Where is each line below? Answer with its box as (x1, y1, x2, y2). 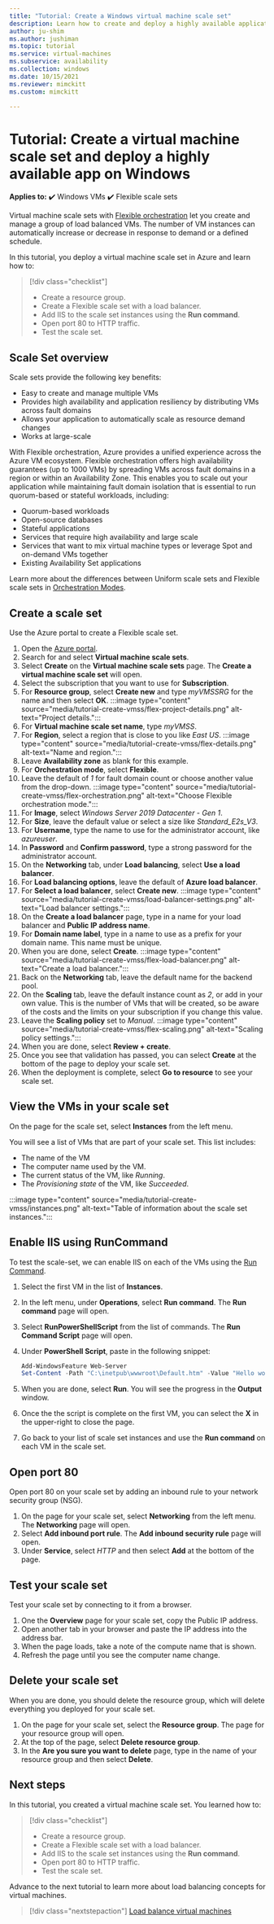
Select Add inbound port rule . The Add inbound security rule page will (20, 1528, 262, 1539)
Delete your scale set (9, 1674, 119, 1688)
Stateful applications (20, 524, 90, 533)
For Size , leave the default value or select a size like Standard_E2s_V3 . (20, 816, 259, 826)
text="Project (20, 712, 66, 722)
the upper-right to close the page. (20, 1418, 135, 1427)
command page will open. (20, 1306, 110, 1316)
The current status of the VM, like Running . (20, 1170, 166, 1180)
